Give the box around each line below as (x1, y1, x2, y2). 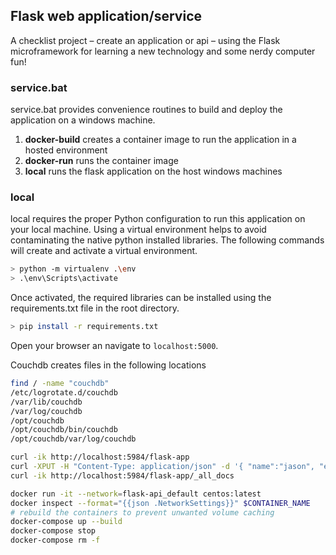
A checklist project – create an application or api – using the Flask (10, 34, 281, 46)
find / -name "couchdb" (10, 379, 110, 389)
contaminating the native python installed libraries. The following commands (10, 234, 325, 246)
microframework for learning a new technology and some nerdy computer (10, 45, 316, 57)
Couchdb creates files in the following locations (10, 359, 207, 371)
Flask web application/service (10, 8, 202, 25)
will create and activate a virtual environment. (10, 245, 198, 257)
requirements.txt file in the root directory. (10, 302, 180, 314)
